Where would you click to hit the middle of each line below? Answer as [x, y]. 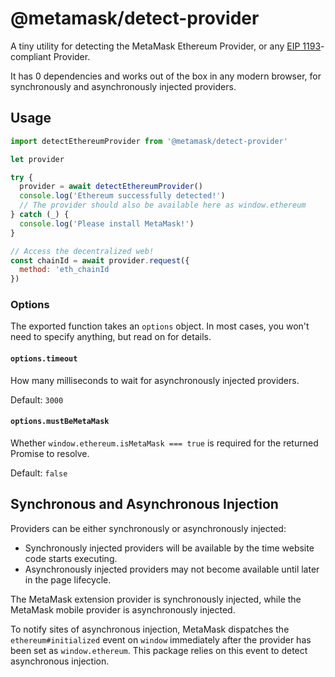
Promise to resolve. [50, 453]
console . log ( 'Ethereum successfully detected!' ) [122, 196]
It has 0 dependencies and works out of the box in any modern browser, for [166, 76]
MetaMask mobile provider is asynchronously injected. [123, 609]
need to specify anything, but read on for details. [111, 337]
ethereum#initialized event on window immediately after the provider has [161, 639]
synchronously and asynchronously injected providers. [123, 86]
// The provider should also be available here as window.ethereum [163, 205]
